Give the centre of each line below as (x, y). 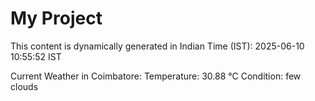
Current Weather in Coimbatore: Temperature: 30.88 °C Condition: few (156, 76)
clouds (24, 86)
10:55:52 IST (36, 56)
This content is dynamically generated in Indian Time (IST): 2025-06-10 (157, 46)
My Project (56, 18)
